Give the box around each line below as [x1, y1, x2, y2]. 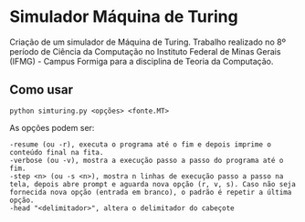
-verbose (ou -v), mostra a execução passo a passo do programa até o [9, 156, 284, 165]
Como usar [9, 82, 74, 97]
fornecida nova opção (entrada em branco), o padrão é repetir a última [9, 187, 292, 197]
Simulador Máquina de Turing [9, 6, 239, 27]
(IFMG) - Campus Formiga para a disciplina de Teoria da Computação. [9, 55, 274, 66]
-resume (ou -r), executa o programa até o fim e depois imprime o [9, 139, 272, 149]
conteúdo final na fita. [9, 147, 104, 156]
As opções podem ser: [9, 122, 95, 133]
